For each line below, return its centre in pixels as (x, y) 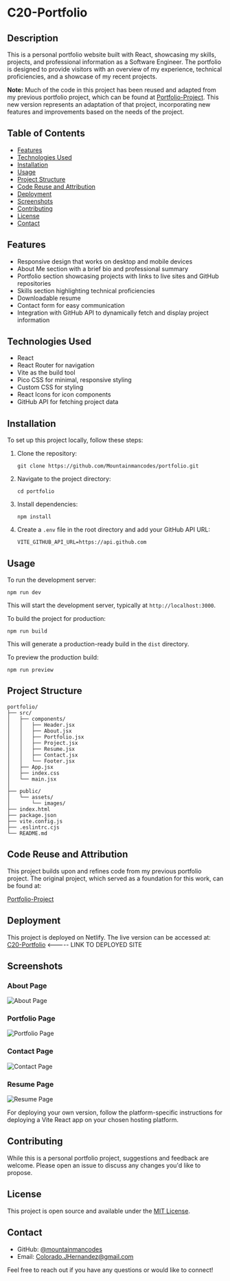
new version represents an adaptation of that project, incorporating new (109, 104)
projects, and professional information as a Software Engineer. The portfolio (114, 62)
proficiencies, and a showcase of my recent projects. (82, 76)
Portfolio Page (31, 1019)
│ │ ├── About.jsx (39, 731)
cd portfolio (36, 491)
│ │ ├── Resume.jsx (41, 749)
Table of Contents (46, 133)
